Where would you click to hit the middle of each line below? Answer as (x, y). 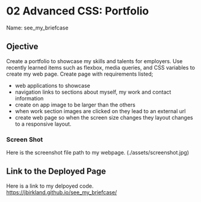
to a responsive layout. (43, 124)
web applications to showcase (52, 85)
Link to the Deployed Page (56, 172)
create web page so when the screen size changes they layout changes (104, 117)
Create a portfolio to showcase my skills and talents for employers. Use (94, 61)
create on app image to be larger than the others (75, 105)
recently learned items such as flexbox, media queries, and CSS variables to (101, 67)
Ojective (22, 47)
